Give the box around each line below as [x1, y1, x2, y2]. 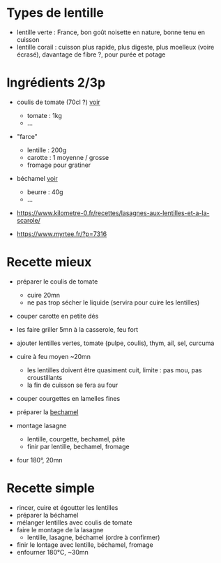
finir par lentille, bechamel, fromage [26, 442, 130, 451]
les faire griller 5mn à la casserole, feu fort [16, 325, 139, 333]
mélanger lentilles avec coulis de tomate [16, 518, 133, 527]
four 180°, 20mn [16, 455, 63, 464]
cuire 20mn [26, 291, 61, 299]
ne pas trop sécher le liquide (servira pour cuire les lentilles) [26, 298, 200, 307]
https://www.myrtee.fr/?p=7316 [16, 229, 107, 238]
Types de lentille [6, 5, 104, 21]
